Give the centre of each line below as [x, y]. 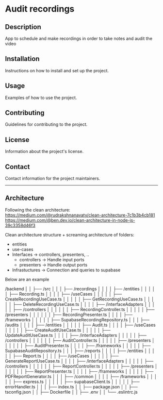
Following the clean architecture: [38, 210]
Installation [22, 59]
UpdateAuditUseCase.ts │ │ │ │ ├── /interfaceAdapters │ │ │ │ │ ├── [76, 335]
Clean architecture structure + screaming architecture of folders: [70, 234]
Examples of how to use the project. [41, 98]
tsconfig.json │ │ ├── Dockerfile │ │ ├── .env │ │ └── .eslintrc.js [71, 392]
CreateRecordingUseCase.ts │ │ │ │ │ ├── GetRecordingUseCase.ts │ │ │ [80, 299]
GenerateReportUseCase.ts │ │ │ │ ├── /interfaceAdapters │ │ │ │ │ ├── [79, 361]
